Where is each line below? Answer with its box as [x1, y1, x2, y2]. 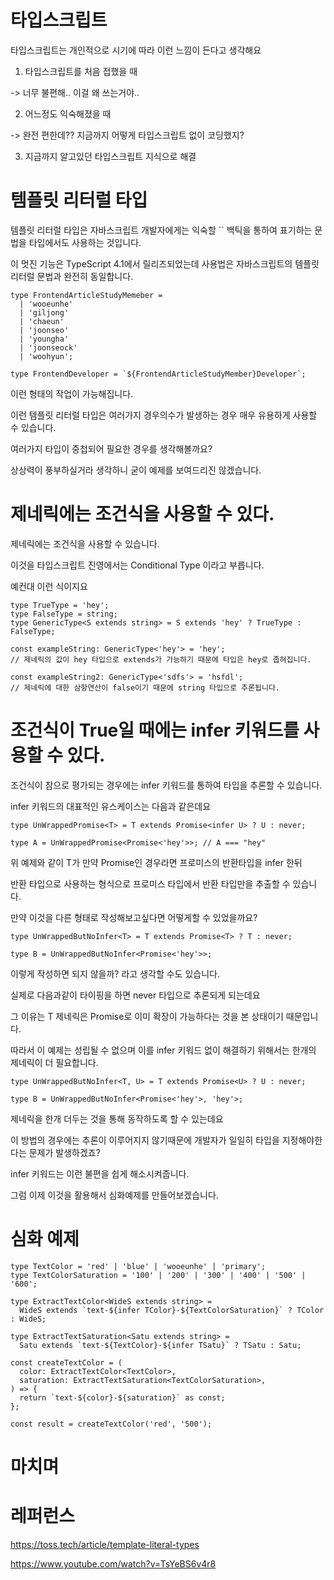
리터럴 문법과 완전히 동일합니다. [10, 270, 134, 282]
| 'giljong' [19, 307, 70, 318]
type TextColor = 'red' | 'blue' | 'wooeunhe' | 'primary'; [10, 1261, 267, 1271]
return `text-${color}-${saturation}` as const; [19, 1392, 226, 1403]
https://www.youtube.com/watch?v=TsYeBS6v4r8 [10, 1557, 217, 1570]
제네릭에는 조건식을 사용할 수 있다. [10, 503, 275, 526]
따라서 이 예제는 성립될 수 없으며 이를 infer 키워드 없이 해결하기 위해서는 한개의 [10, 1044, 317, 1056]
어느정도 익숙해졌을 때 [24, 107, 112, 120]
